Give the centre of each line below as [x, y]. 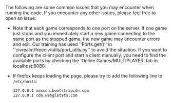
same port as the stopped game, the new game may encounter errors [86, 39]
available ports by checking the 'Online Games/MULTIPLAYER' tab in [85, 60]
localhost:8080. [29, 66]
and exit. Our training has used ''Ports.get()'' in [62, 44]
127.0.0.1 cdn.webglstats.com [45, 95]
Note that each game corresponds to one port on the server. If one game [90, 28]
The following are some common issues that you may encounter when [80, 7]
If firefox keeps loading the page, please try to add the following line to [88, 76]
